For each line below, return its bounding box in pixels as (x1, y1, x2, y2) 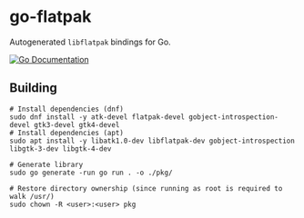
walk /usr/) (9, 192, 55, 201)
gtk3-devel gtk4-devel (33, 120, 120, 129)
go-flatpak (9, 6, 92, 27)
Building (9, 80, 57, 96)
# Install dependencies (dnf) (9, 104, 125, 114)
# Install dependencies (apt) (9, 128, 125, 137)
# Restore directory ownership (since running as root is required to (9, 183, 283, 193)
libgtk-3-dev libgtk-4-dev (9, 144, 112, 154)
